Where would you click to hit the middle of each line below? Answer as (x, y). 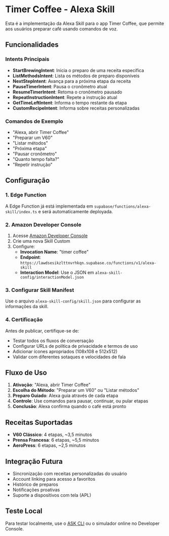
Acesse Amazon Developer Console (50, 236)
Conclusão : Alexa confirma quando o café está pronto (69, 407)
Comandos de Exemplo (34, 121)
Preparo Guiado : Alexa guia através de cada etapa (65, 396)
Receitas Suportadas (39, 422)
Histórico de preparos (35, 484)
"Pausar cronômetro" (35, 154)
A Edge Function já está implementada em (49, 206)
